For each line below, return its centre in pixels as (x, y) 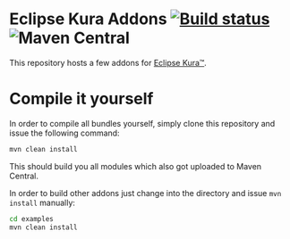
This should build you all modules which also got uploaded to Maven (136, 166)
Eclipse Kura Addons (88, 19)
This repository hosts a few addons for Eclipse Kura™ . (108, 62)
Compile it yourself (81, 99)
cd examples (31, 218)
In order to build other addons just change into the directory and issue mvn (145, 193)
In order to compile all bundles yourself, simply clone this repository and (142, 123)
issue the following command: (64, 133)
